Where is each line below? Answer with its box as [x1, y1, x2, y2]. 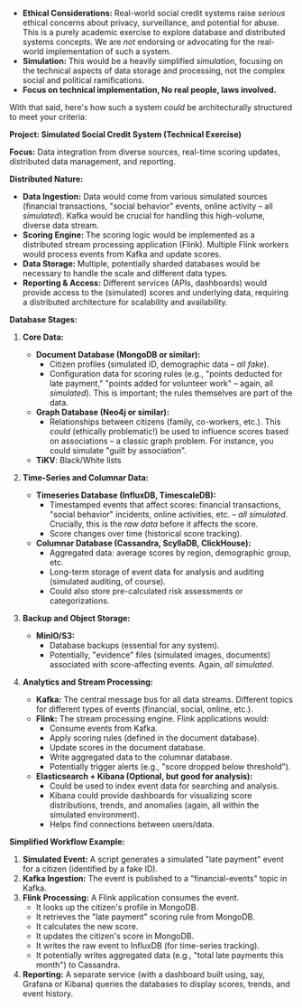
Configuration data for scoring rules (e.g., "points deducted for [49, 369, 283, 378]
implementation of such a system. [45, 46, 172, 57]
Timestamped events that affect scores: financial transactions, [49, 499, 281, 509]
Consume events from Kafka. [49, 723, 158, 733]
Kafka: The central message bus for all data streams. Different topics [35, 695, 293, 705]
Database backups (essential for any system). [49, 640, 220, 650]
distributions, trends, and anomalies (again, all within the [49, 799, 260, 810]
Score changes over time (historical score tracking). [49, 528, 243, 538]
